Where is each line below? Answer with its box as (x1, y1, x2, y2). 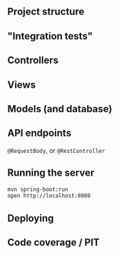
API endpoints (7, 127, 72, 139)
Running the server (7, 167, 95, 179)
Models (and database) (7, 103, 113, 115)
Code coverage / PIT (7, 236, 100, 249)
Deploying (7, 212, 54, 224)
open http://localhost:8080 (7, 192, 91, 199)
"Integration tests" (7, 30, 93, 42)
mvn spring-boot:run (7, 186, 69, 193)
